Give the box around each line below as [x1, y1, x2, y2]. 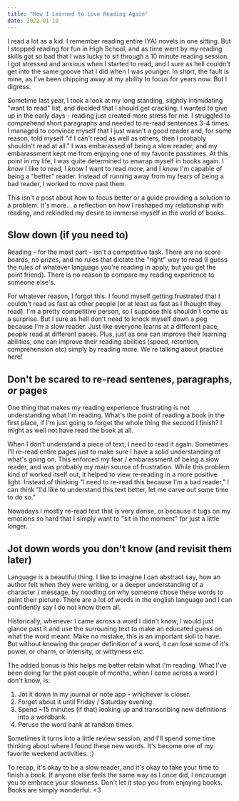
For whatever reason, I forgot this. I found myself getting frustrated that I [7, 292, 220, 300]
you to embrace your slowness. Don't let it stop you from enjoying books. [7, 778, 223, 787]
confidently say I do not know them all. [7, 603, 121, 611]
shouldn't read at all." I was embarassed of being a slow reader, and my [7, 141, 218, 150]
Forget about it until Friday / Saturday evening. [17, 697, 155, 706]
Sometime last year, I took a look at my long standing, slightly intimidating [7, 96, 223, 104]
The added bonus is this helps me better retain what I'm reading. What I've [7, 660, 227, 669]
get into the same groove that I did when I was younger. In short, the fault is [7, 67, 230, 76]
